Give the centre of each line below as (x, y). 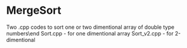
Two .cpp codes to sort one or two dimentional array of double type (90, 27)
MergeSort (34, 10)
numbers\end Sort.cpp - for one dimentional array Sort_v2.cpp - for (90, 33)
